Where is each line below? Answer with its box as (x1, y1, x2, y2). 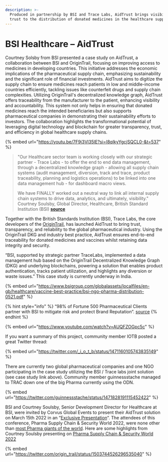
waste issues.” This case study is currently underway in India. (5, 273, 132, 279)
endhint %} (5, 314, 28, 320)
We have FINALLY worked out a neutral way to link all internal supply (17, 190, 159, 196)
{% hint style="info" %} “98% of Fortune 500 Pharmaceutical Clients (5, 303, 147, 309)
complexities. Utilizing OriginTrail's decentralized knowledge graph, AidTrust (5, 92, 162, 98)
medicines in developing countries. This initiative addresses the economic (5, 66, 157, 72)
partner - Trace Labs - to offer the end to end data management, (17, 159, 151, 165)
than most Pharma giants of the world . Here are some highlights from (5, 425, 148, 431)
